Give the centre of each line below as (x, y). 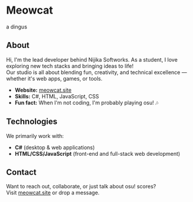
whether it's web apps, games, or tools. (54, 78)
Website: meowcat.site (43, 90)
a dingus (17, 27)
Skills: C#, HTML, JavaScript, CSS (57, 96)
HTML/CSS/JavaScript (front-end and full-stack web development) (97, 153)
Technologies (32, 122)
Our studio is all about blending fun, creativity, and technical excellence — (97, 72)
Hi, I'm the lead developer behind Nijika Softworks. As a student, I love (92, 59)
